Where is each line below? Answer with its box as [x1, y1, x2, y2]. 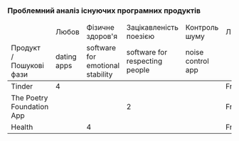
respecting [126, 56, 162, 66]
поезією [126, 31, 155, 41]
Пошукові [11, 61, 45, 71]
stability [86, 69, 113, 79]
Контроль [185, 23, 219, 33]
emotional [86, 61, 119, 71]
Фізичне [86, 23, 115, 33]
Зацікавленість [126, 23, 179, 33]
